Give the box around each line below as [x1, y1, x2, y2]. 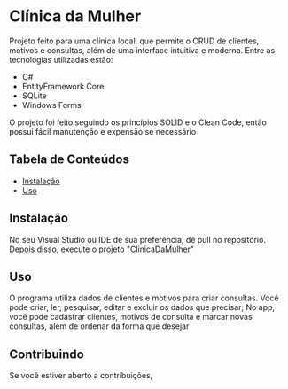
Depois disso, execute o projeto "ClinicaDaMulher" [9, 244, 195, 254]
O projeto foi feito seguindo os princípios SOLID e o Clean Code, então [9, 117, 268, 128]
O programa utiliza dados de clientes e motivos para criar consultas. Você [9, 292, 279, 303]
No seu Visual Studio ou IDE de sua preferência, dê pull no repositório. [9, 234, 266, 245]
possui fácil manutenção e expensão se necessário [9, 126, 197, 136]
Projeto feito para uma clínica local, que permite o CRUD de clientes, [9, 35, 260, 46]
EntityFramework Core [21, 81, 105, 91]
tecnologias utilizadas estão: [9, 54, 113, 65]
